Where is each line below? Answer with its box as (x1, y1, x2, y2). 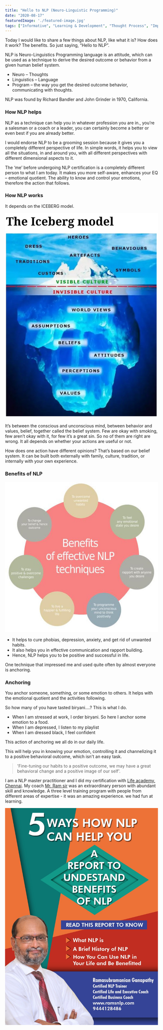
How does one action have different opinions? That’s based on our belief (5, 448, 150, 454)
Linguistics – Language (12, 77, 58, 83)
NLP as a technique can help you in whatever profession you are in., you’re (5, 120, 155, 126)
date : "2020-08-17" (5, 13, 45, 18)
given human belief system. (5, 62, 61, 68)
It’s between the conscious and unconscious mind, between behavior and (5, 423, 152, 429)
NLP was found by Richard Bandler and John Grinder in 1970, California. (5, 96, 149, 102)
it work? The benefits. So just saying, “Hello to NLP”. (5, 42, 110, 48)
